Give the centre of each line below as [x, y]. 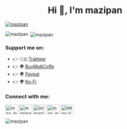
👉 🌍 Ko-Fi [25, 81]
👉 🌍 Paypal [26, 74]
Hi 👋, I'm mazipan [85, 10]
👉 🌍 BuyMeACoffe [33, 66]
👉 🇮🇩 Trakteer [29, 59]
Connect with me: [28, 96]
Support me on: [25, 47]
